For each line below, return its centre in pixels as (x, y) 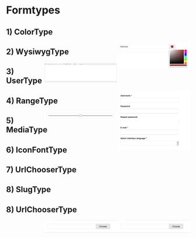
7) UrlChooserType (42, 170)
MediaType (27, 130)
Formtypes (33, 10)
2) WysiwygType (37, 51)
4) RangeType (32, 101)
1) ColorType (30, 32)
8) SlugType (29, 190)
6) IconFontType (37, 150)
